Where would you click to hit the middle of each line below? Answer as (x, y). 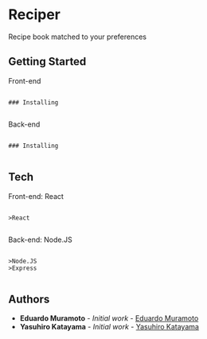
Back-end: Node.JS (41, 240)
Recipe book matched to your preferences (78, 37)
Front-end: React (36, 196)
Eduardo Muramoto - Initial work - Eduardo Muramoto (109, 318)
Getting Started (47, 62)
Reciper (35, 15)
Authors (29, 299)
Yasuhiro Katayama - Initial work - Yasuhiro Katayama (109, 327)
